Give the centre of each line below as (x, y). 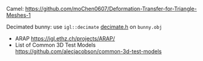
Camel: (15, 9)
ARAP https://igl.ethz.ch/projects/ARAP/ (65, 38)
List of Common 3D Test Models (55, 45)
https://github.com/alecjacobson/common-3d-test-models (88, 51)
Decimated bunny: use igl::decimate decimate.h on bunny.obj (84, 27)
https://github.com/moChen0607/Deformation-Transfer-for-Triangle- (111, 9)
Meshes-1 (19, 15)
